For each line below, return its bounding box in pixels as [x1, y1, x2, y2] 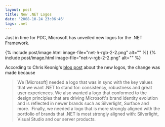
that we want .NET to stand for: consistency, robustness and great [17, 85, 152, 91]
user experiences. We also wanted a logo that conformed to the [17, 90, 147, 96]
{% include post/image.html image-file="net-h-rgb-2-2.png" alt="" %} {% [5, 50, 156, 56]
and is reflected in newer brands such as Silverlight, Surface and [17, 100, 149, 107]
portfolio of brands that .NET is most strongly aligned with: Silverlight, [17, 111, 159, 117]
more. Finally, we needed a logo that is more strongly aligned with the [17, 106, 161, 112]
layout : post [5, 7, 32, 12]
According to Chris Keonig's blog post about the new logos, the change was [5, 64, 161, 70]
